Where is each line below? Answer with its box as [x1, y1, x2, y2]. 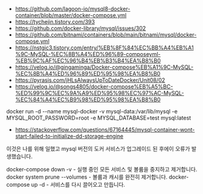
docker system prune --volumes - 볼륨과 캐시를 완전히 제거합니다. [6, 173, 168, 181]
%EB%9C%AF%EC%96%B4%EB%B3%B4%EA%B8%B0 [15, 57, 161, 64]
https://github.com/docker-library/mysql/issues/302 [15, 24, 146, 32]
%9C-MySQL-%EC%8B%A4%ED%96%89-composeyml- [15, 51, 161, 57]
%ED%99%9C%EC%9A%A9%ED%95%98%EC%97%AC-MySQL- [15, 90, 184, 96]
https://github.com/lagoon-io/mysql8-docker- [15, 5, 130, 12]
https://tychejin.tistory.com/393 [15, 18, 95, 25]
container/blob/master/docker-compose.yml [15, 12, 127, 19]
